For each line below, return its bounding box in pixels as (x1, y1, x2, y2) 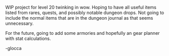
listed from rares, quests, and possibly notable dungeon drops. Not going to (5, 10, 164, 16)
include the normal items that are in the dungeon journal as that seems (5, 15, 154, 21)
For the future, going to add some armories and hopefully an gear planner (5, 30, 160, 36)
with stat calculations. (5, 35, 51, 41)
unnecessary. (5, 20, 34, 26)
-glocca (5, 45, 22, 51)
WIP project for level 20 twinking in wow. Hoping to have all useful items (5, 5, 157, 10)
